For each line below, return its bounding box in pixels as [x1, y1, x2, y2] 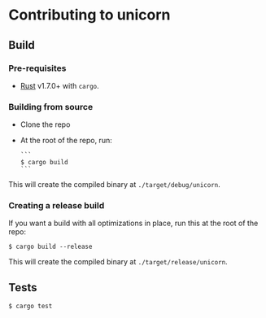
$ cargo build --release [8, 242, 93, 251]
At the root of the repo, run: [20, 136, 112, 146]
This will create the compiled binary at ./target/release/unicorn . [8, 257, 228, 267]
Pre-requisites [8, 63, 67, 74]
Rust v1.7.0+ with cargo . [20, 81, 99, 90]
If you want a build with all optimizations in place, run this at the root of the [8, 218, 259, 229]
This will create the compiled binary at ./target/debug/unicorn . [8, 180, 221, 189]
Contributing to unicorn [8, 6, 171, 24]
